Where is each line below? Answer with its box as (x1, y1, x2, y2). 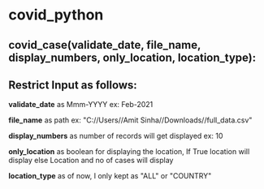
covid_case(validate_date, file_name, (8, 38, 201, 52)
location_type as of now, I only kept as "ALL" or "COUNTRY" (8, 171, 212, 181)
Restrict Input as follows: (8, 78, 138, 92)
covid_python (8, 6, 104, 24)
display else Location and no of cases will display (8, 156, 174, 165)
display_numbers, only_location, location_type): (8, 50, 257, 64)
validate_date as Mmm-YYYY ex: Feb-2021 (8, 100, 154, 110)
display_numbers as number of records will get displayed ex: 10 (8, 131, 223, 141)
